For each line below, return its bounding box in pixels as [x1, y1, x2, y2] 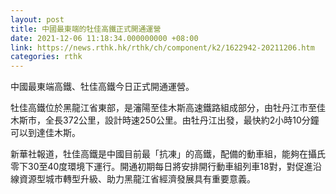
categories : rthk [10, 52, 83, 62]
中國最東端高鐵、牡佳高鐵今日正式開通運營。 [10, 81, 195, 93]
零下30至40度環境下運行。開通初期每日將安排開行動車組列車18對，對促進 [10, 161, 313, 173]
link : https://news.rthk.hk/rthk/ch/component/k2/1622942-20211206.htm [10, 42, 315, 53]
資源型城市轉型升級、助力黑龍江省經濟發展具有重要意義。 [18, 173, 256, 185]
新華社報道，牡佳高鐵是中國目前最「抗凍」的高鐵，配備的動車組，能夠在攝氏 [10, 148, 326, 160]
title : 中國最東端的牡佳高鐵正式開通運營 [10, 24, 162, 34]
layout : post [10, 14, 65, 25]
